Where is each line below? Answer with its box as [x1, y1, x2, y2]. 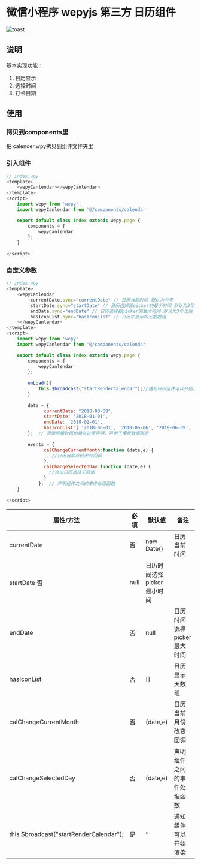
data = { [28, 402, 50, 408]
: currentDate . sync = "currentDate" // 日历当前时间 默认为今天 [28, 297, 173, 303]
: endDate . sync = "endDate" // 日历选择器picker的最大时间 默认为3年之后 [28, 308, 193, 314]
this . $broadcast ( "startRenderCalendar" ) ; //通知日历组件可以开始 [38, 386, 193, 392]
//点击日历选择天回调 [48, 469, 95, 475]
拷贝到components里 [6, 128, 69, 137]
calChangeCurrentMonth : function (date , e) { [44, 447, 154, 453]
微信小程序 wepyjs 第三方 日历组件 [6, 5, 176, 19]
